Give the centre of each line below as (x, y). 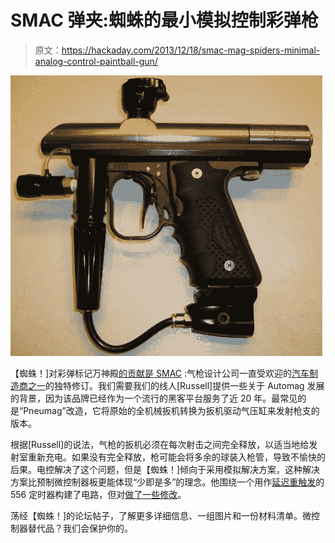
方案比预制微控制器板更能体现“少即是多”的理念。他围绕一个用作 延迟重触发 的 (167, 482)
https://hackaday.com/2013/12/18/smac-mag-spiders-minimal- (191, 50)
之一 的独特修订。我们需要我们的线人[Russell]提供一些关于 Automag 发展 (176, 385)
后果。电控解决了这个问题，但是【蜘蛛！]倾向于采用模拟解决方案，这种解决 (165, 469)
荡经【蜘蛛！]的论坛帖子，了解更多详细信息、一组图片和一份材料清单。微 (161, 515)
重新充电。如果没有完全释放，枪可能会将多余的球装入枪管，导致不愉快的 (176, 457)
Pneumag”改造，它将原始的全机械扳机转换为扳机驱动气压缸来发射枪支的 (171, 410)
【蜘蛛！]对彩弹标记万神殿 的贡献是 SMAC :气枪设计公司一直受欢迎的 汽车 (160, 373)
